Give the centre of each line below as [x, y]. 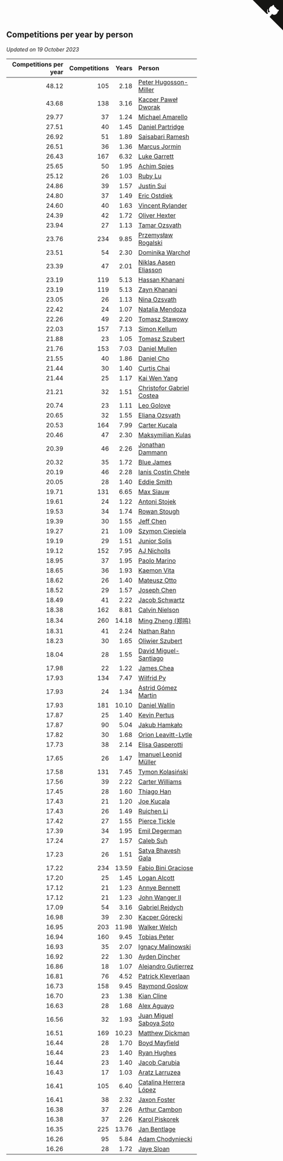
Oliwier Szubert [160, 641]
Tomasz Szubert [161, 339]
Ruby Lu [150, 176]
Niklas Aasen [157, 262]
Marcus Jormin [160, 147]
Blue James [155, 462]
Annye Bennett [159, 887]
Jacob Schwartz [161, 600]
